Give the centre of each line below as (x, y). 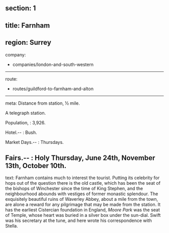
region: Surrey (28, 43)
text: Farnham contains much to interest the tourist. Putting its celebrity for (82, 178)
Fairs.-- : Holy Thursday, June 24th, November (80, 158)
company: (16, 54)
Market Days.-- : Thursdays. (34, 142)
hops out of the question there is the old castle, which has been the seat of (83, 183)
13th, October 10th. (36, 166)
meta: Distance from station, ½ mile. (43, 103)
